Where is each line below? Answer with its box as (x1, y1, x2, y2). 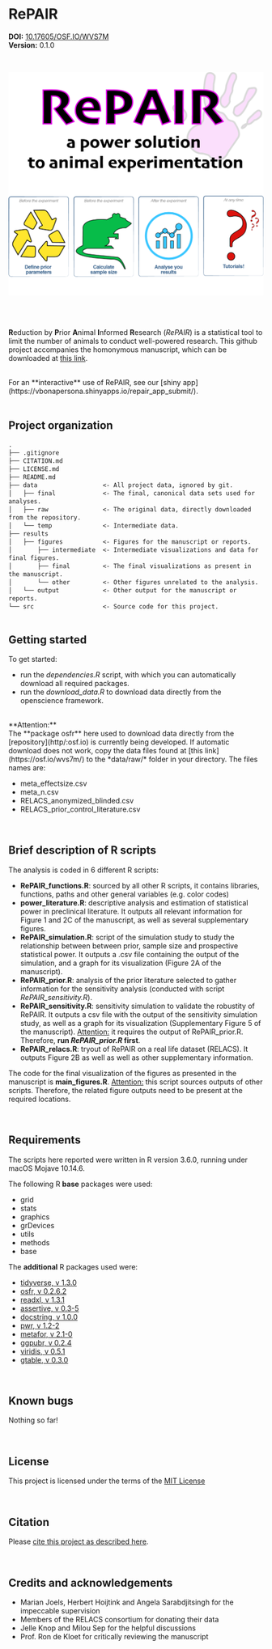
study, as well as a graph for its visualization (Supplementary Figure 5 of (19, 1018, 261, 1028)
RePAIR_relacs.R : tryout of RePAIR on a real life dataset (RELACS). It (19, 1044, 249, 1053)
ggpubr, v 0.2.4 (19, 1337, 72, 1347)
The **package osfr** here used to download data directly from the (8, 729, 235, 739)
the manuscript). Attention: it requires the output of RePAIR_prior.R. (19, 1027, 244, 1036)
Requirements (8, 1134, 81, 1147)
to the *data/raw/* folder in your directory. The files (86, 754, 258, 765)
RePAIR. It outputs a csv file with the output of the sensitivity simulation (19, 1009, 257, 1019)
